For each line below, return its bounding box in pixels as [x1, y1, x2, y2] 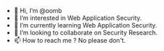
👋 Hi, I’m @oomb [13, 7, 63, 14]
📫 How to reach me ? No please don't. [13, 37, 126, 44]
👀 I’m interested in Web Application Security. [13, 14, 142, 22]
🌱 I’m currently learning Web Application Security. [13, 21, 158, 29]
